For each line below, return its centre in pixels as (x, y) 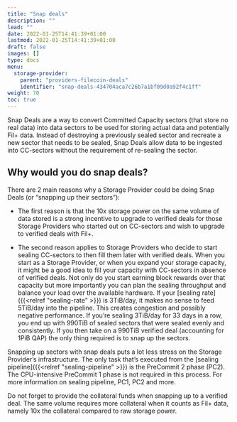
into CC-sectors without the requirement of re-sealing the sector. (103, 150)
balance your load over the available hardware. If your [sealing (109, 293)
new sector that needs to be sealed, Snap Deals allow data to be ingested (115, 142)
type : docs (23, 60)
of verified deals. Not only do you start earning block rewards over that (121, 277)
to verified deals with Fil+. (55, 233)
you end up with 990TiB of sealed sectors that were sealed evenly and (121, 323)
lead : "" (20, 27)
